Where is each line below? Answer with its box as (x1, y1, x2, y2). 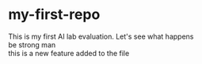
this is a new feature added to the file (8, 48, 130, 58)
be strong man (8, 40, 56, 49)
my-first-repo (8, 6, 101, 24)
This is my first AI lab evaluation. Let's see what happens (8, 32, 194, 41)
